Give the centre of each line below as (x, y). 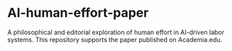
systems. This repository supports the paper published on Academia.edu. (115, 39)
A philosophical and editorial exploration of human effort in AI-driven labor (116, 32)
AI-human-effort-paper (78, 13)
